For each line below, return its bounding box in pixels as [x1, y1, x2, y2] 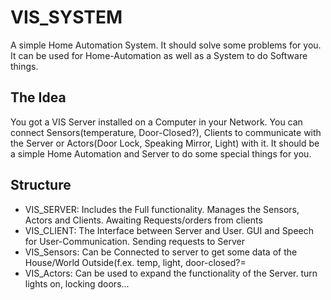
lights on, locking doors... [24, 277, 130, 290]
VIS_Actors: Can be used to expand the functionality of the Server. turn [24, 267, 318, 279]
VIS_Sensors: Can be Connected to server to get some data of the [24, 246, 298, 258]
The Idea [10, 89, 67, 106]
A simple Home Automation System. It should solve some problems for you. [10, 39, 322, 51]
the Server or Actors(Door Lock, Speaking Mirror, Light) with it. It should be [10, 137, 320, 149]
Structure [10, 177, 72, 194]
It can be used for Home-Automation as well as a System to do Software [10, 49, 308, 61]
